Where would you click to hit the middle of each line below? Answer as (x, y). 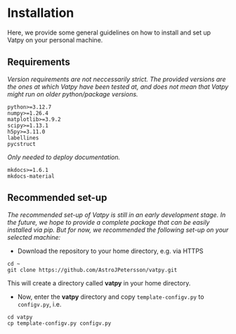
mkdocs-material (31, 176)
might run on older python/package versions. (73, 94)
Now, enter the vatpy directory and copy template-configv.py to (111, 297)
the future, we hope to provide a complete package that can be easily (109, 222)
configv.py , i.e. (39, 304)
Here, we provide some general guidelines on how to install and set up (109, 32)
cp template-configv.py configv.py (59, 323)
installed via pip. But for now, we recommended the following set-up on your (118, 230)
